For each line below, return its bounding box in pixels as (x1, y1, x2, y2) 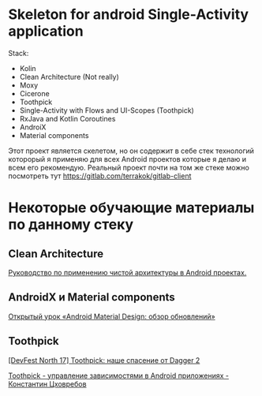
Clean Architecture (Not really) (19, 72, 120, 81)
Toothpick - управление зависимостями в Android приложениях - (8, 371, 230, 380)
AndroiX (19, 122, 47, 132)
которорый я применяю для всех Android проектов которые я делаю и (8, 154, 247, 163)
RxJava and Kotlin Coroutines (19, 114, 116, 123)
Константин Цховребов (8, 379, 87, 388)
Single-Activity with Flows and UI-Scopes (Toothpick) (19, 105, 195, 115)
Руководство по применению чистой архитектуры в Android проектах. (8, 267, 247, 277)
